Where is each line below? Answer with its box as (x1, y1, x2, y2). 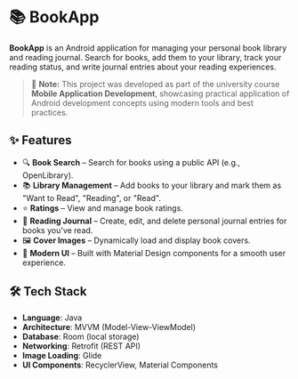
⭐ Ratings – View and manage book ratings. (21, 202, 184, 214)
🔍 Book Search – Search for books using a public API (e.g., (21, 157, 241, 167)
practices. (30, 107, 68, 117)
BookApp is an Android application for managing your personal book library (9, 42, 287, 53)
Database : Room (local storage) (21, 331, 140, 342)
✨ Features (9, 133, 72, 148)
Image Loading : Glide (21, 350, 102, 360)
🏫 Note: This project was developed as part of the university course (30, 78, 280, 89)
